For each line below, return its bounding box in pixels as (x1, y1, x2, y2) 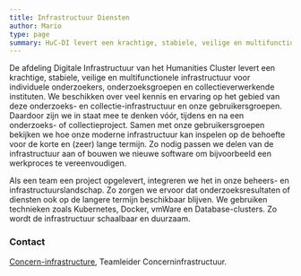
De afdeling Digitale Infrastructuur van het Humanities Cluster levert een (9, 63, 276, 73)
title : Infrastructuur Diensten (9, 13, 130, 22)
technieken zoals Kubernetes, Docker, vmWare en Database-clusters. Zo (9, 203, 278, 215)
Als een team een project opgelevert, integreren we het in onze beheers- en (9, 176, 289, 186)
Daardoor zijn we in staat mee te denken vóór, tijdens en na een (9, 110, 245, 121)
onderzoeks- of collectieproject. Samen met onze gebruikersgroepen (9, 120, 265, 131)
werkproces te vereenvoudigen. (9, 158, 127, 168)
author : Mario (9, 22, 63, 30)
